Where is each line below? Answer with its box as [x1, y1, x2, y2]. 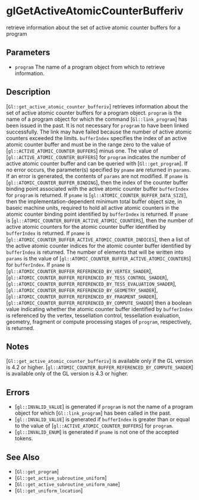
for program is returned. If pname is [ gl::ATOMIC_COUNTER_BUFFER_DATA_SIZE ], [6, 191, 188, 198]
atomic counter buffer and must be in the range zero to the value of [6, 141, 171, 148]
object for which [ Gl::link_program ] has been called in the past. [14, 409, 172, 417]
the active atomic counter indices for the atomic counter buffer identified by [6, 242, 192, 249]
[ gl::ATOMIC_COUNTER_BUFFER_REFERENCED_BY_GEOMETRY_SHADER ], [6, 286, 158, 293]
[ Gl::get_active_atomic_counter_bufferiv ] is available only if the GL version [6, 358, 194, 365]
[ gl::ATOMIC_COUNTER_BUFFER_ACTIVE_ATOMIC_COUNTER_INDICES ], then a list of [6, 235, 190, 243]
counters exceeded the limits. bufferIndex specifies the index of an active [6, 134, 187, 141]
